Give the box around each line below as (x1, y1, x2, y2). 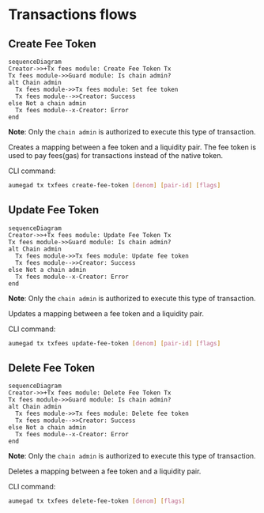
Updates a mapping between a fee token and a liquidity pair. (8, 308, 204, 318)
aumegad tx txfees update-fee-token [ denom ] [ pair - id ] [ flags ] (8, 339, 221, 347)
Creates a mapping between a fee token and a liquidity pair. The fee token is (8, 142, 257, 152)
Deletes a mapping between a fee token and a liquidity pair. (8, 466, 202, 476)
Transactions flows (8, 6, 137, 24)
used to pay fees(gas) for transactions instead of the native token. (8, 151, 224, 160)
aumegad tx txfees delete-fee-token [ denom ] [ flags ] (8, 497, 186, 505)
